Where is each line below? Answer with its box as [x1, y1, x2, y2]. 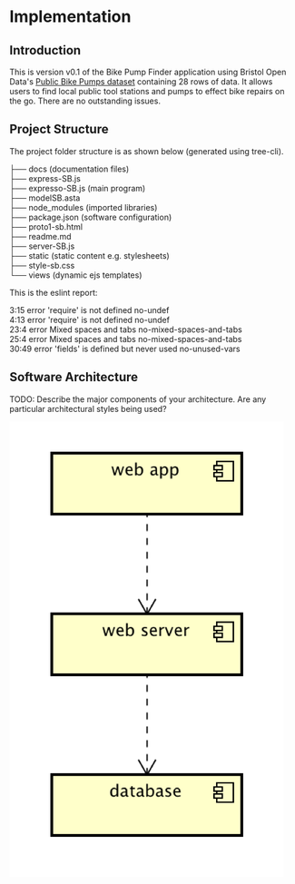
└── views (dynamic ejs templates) [9, 270, 143, 280]
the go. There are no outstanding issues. [9, 95, 162, 106]
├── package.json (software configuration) [9, 211, 172, 222]
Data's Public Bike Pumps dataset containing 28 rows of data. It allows [9, 76, 273, 87]
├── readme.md [9, 231, 72, 241]
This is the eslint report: [9, 287, 98, 298]
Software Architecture [9, 369, 139, 385]
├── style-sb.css [9, 260, 75, 270]
